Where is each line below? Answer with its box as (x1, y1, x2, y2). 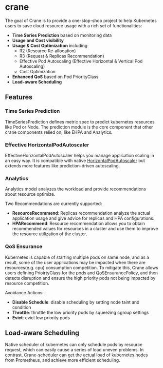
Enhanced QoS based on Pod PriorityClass (12, 74, 99, 80)
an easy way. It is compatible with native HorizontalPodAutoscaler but (5, 158, 145, 164)
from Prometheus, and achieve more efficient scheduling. (5, 357, 120, 363)
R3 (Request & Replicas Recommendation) (19, 53, 105, 59)
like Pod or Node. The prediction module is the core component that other (5, 124, 153, 130)
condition (12, 304, 32, 310)
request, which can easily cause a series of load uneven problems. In (5, 347, 144, 353)
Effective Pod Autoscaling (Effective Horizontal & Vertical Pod (19, 58, 143, 64)
